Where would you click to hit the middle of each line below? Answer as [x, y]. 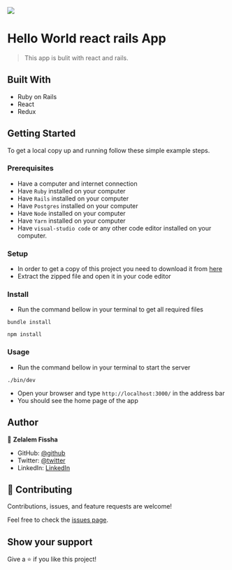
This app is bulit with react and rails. [76, 58]
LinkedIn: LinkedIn [44, 467]
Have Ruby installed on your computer [71, 191]
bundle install [29, 322]
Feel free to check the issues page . [58, 520]
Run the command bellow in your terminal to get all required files [110, 309]
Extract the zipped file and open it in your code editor [94, 277]
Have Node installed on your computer [71, 213]
